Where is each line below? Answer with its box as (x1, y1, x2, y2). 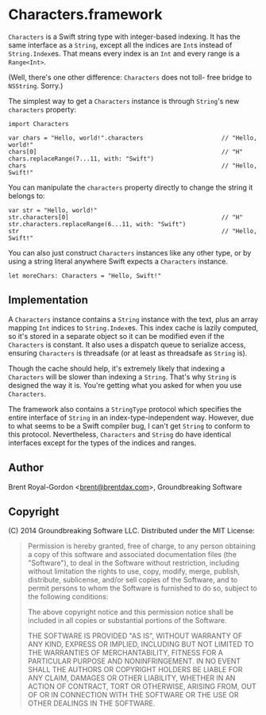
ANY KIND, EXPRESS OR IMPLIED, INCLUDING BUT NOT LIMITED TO (27, 640, 254, 649)
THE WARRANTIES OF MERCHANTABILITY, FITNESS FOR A (27, 648, 224, 658)
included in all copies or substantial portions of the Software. (27, 616, 227, 625)
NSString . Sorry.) (8, 81, 64, 90)
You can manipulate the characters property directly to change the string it (8, 183, 253, 192)
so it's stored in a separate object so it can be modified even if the (8, 331, 225, 340)
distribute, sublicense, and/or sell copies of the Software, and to (27, 575, 238, 585)
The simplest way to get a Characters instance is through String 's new (8, 96, 240, 106)
